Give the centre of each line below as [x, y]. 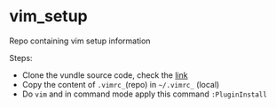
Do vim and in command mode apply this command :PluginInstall [145, 94]
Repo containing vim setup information [80, 41]
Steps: [21, 58]
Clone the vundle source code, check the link [105, 75]
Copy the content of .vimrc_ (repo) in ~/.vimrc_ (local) [121, 84]
